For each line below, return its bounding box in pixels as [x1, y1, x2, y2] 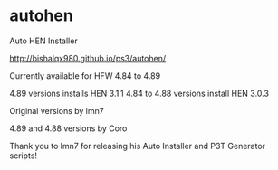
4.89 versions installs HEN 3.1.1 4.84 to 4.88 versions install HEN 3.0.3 [9, 88, 270, 99]
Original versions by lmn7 [9, 105, 104, 116]
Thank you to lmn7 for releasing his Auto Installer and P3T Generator [9, 140, 265, 151]
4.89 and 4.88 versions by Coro [9, 123, 128, 134]
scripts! [9, 150, 38, 161]
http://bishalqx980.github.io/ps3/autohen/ [9, 52, 167, 63]
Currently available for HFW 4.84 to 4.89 [9, 70, 161, 81]
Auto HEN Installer [9, 35, 79, 46]
